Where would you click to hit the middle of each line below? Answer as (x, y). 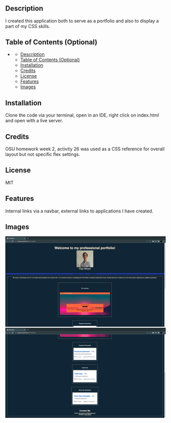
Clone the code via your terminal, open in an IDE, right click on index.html (82, 115)
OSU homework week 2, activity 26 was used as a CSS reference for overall (85, 149)
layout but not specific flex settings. (43, 154)
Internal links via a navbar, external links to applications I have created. (79, 211)
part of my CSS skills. (28, 26)
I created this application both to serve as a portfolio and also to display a (82, 21)
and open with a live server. (34, 121)
